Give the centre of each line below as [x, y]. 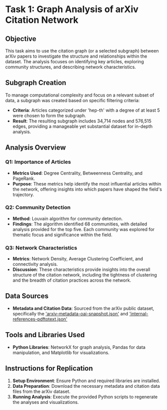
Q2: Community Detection [38, 207]
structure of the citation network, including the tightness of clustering [85, 275]
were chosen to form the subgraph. [49, 115]
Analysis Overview [36, 148]
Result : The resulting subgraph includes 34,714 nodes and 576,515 [82, 121]
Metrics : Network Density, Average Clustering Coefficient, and [78, 259]
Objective [21, 39]
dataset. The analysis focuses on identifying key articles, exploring [75, 61]
